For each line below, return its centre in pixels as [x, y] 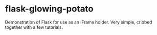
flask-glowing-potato [49, 9]
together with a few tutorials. [34, 27]
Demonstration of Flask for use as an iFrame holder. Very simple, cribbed [79, 22]
